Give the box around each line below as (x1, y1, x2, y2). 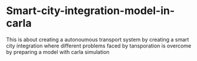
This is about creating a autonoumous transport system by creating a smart (6, 36, 189, 43)
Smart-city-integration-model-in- (6, 4, 175, 18)
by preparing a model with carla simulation (6, 48, 110, 55)
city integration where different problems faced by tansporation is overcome (6, 42, 192, 49)
